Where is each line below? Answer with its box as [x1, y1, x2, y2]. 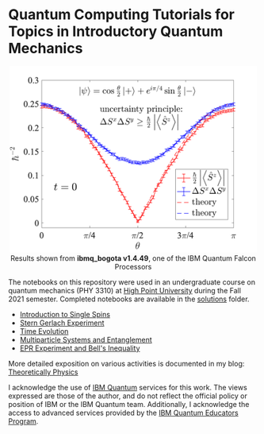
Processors [114, 262, 152, 271]
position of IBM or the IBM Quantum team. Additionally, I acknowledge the [8, 399, 250, 409]
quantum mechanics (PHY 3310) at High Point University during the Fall [8, 285, 242, 295]
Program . [8, 416, 39, 426]
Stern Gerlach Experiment [19, 318, 105, 327]
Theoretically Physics [8, 367, 78, 377]
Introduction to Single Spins [19, 309, 111, 319]
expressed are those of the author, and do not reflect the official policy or [8, 391, 247, 401]
